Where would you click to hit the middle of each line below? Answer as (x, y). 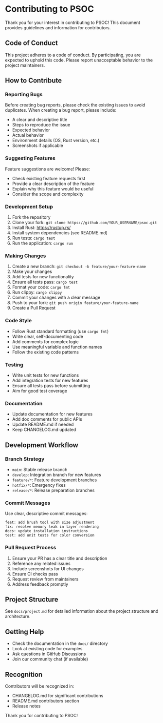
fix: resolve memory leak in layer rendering (52, 527)
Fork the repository (31, 217)
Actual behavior (28, 135)
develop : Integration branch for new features (56, 475)
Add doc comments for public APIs (47, 419)
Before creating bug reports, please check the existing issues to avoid (75, 105)
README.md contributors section (45, 701)
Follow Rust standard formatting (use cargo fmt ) (60, 331)
